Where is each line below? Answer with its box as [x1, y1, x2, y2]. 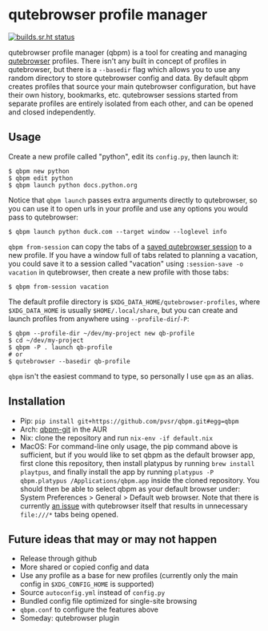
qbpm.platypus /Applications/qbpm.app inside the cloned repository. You [19, 475, 260, 485]
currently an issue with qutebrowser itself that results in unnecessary [19, 500, 248, 510]
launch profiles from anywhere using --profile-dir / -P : [8, 314, 190, 324]
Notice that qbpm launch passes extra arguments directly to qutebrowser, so [8, 195, 258, 205]
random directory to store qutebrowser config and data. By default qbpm [8, 73, 249, 82]
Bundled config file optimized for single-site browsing [19, 597, 198, 606]
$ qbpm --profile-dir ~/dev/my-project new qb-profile [8, 329, 195, 337]
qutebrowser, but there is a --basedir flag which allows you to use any [8, 64, 241, 74]
